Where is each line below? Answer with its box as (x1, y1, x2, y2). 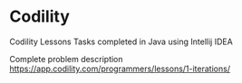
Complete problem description (9, 53, 124, 64)
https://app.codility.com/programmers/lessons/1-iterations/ (9, 63, 231, 74)
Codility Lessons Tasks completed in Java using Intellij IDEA (9, 36, 233, 47)
